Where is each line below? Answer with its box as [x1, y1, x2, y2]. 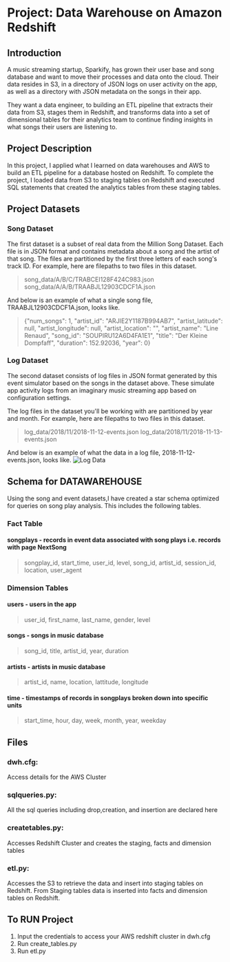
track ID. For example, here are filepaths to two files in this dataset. [7, 261, 197, 270]
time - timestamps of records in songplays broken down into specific [7, 693, 209, 702]
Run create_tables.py [17, 939, 77, 947]
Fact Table [7, 518, 43, 528]
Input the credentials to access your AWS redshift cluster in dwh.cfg [17, 932, 211, 941]
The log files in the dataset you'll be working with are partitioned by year [7, 406, 213, 415]
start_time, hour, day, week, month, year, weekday [23, 717, 167, 725]
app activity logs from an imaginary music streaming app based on [7, 386, 197, 395]
